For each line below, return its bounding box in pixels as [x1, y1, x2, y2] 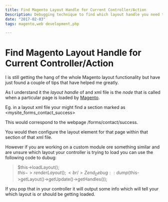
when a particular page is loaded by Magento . [5, 94, 100, 100]
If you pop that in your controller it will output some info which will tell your [5, 185, 159, 191]
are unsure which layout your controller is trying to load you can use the [5, 149, 153, 155]
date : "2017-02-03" [5, 16, 46, 21]
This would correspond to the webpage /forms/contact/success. [5, 119, 138, 125]
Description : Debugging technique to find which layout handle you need [5, 12, 160, 17]
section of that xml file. [5, 134, 52, 140]
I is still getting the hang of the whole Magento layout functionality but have [5, 74, 160, 80]
